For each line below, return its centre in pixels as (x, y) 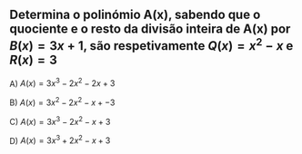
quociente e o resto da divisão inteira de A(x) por (150, 29)
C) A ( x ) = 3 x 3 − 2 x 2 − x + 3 (60, 121)
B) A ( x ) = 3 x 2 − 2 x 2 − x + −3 (62, 101)
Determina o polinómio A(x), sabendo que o (135, 15)
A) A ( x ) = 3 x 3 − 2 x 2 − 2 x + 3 (62, 82)
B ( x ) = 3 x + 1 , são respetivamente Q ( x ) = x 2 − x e (151, 44)
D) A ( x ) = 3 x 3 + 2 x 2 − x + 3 (60, 140)
